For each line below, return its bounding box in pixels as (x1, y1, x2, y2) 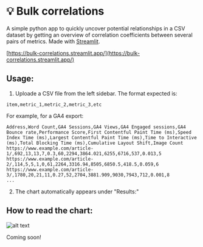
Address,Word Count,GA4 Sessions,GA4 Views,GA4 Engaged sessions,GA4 (6, 123, 187, 130)
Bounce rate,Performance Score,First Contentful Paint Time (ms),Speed (6, 129, 191, 135)
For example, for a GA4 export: (6, 112, 84, 119)
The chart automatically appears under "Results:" (15, 187, 139, 195)
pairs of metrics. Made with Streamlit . (6, 38, 100, 45)
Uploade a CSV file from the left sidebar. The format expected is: (15, 89, 177, 97)
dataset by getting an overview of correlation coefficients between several (6, 31, 193, 38)
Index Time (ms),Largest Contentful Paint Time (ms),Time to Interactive (6, 134, 198, 141)
